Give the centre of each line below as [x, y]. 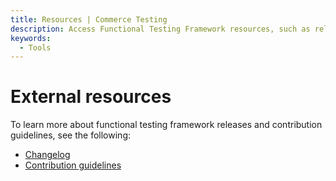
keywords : [31, 38]
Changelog [47, 155]
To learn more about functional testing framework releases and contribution [166, 125]
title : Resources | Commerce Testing [89, 19]
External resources [91, 97]
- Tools [35, 47]
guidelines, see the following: [71, 135]
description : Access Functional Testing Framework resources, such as [160, 29]
